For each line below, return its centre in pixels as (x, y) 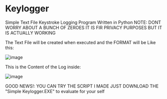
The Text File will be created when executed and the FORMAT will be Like (81, 42)
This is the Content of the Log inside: (43, 67)
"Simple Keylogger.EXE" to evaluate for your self (55, 91)
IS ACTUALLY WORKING (30, 33)
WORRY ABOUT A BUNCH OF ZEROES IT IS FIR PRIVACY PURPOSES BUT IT (84, 27)
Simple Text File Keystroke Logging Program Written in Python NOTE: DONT (83, 22)
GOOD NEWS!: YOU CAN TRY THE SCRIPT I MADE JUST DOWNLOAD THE (82, 86)
